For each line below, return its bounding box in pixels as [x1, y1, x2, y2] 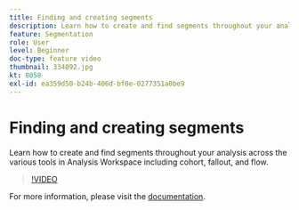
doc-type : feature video [9, 54, 101, 63]
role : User [9, 37, 50, 47]
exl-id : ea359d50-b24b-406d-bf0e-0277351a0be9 [9, 79, 185, 88]
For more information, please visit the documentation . [9, 190, 206, 201]
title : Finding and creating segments [9, 12, 153, 22]
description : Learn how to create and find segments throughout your [9, 21, 273, 30]
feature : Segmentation [9, 29, 93, 38]
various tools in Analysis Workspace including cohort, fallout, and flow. [9, 157, 269, 167]
